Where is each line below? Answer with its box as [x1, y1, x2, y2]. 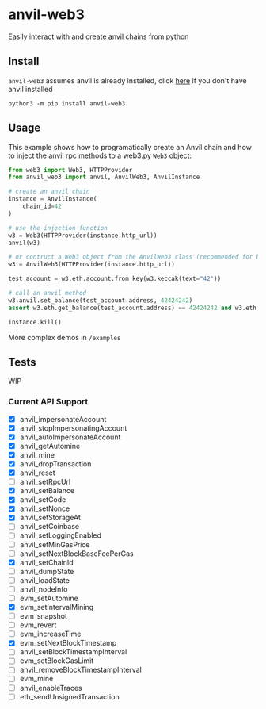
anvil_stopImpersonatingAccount [19, 423, 127, 433]
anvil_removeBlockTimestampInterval [19, 665, 142, 675]
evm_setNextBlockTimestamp [19, 638, 117, 648]
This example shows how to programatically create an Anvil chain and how [8, 142, 252, 151]
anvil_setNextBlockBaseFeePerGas [19, 549, 134, 558]
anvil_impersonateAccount [19, 414, 107, 423]
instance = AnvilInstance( [8, 195, 97, 203]
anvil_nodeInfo [19, 584, 68, 594]
